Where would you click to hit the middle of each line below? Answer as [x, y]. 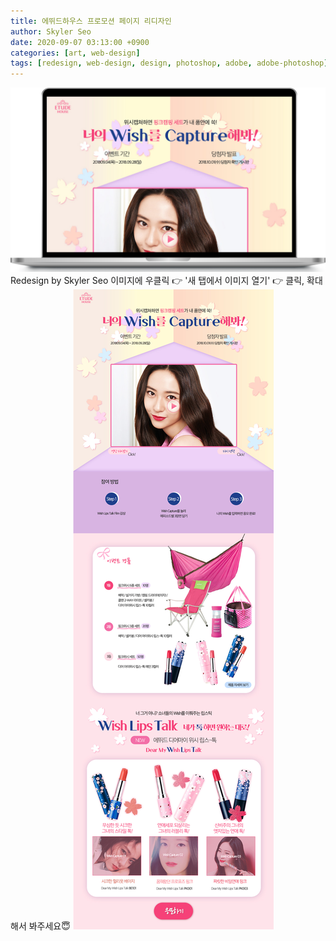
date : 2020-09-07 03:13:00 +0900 [80, 42]
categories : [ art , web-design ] [75, 53]
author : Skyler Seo [51, 31]
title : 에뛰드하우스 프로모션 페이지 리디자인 [91, 21]
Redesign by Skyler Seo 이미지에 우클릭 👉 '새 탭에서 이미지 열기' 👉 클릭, [157, 281]
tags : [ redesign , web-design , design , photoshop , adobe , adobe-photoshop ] [169, 63]
